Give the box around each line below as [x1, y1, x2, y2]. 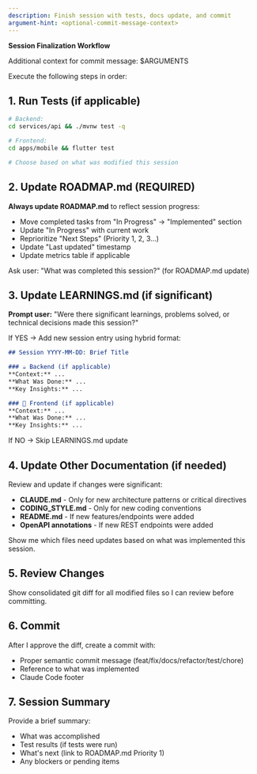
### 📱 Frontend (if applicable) [8, 399, 115, 408]
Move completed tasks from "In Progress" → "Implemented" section [19, 217, 243, 226]
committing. [8, 596, 47, 605]
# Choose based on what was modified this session [8, 158, 179, 166]
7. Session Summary [8, 696, 111, 709]
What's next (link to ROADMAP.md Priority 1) [19, 749, 164, 758]
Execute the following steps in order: [8, 71, 128, 81]
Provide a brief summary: [8, 716, 91, 726]
